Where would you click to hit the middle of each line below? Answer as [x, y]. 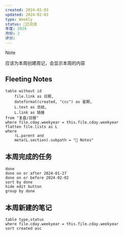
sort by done [19, 182]
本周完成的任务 [29, 157]
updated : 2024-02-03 [27, 15]
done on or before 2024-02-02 [37, 178]
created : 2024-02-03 [27, 10]
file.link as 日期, [34, 96]
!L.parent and [29, 135]
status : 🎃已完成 [21, 24]
